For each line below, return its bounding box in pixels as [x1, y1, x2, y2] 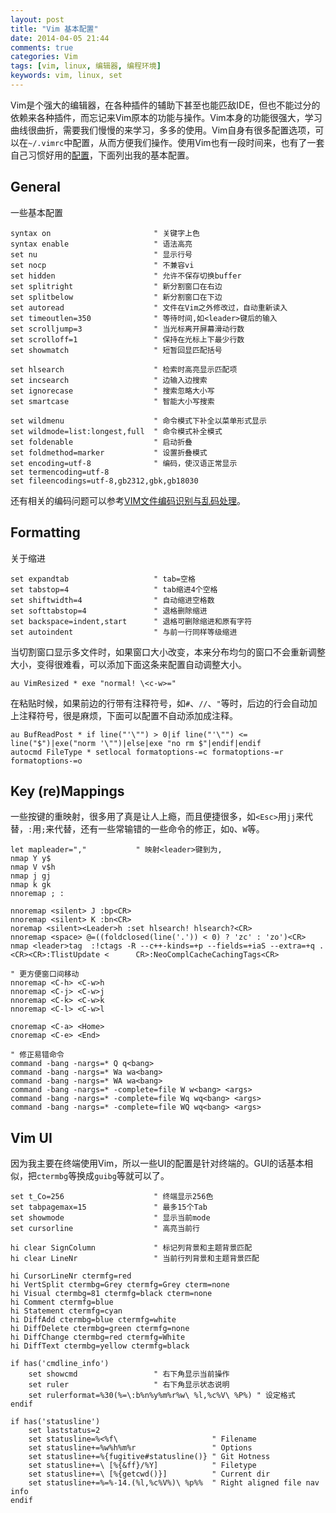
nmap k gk [10, 880, 52, 890]
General [10, 179, 62, 196]
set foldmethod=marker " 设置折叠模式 [10, 447, 208, 458]
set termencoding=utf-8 [10, 467, 110, 477]
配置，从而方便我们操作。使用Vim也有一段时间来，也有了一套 [72, 136, 325, 148]
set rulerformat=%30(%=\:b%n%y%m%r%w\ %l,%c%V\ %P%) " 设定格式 [28, 1391, 296, 1401]
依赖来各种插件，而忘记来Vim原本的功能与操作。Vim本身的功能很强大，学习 [10, 111, 323, 123]
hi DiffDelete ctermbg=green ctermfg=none [10, 1324, 190, 1334]
